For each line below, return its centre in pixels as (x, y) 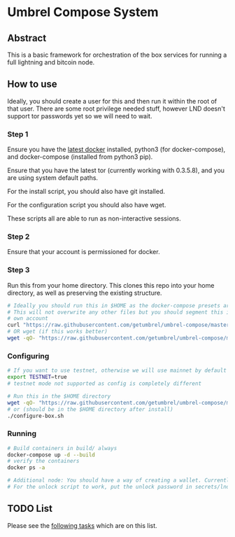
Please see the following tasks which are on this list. (82, 525)
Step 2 (19, 237)
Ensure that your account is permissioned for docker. (84, 252)
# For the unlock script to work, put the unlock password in (100, 487)
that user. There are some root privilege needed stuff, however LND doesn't (116, 109)
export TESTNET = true (37, 377)
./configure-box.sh (36, 416)
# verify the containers (43, 461)
